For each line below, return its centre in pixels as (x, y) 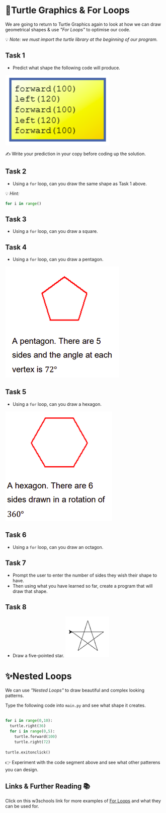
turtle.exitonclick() (28, 753)
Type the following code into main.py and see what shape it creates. (75, 706)
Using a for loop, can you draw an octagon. (58, 547)
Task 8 (16, 607)
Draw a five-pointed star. (38, 656)
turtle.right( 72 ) (32, 742)
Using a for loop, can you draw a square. (55, 231)
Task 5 (16, 392)
